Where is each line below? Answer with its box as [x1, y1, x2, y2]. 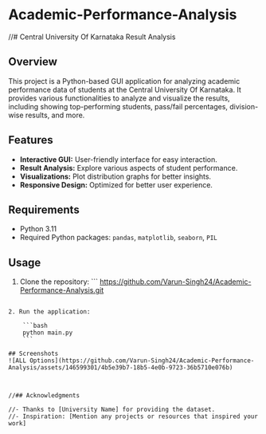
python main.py [22, 329, 73, 337]
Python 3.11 [19, 224, 57, 234]
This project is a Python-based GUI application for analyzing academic [8, 76, 241, 85]
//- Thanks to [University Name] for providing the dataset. [8, 405, 216, 414]
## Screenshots [8, 349, 59, 358]
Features [8, 133, 53, 147]
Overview [8, 55, 58, 69]
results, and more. [25, 110, 85, 120]
